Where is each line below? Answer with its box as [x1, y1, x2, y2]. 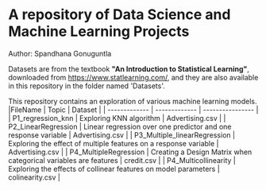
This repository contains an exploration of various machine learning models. [8, 96, 257, 106]
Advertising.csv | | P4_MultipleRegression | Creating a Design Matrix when [8, 147, 253, 157]
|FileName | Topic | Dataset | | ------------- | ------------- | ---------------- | [8, 105, 259, 114]
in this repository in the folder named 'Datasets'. [8, 81, 165, 91]
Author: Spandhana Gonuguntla [8, 48, 112, 58]
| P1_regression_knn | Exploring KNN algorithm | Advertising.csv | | [8, 113, 226, 122]
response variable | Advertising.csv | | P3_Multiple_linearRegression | [8, 130, 236, 140]
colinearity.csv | [8, 173, 61, 182]
